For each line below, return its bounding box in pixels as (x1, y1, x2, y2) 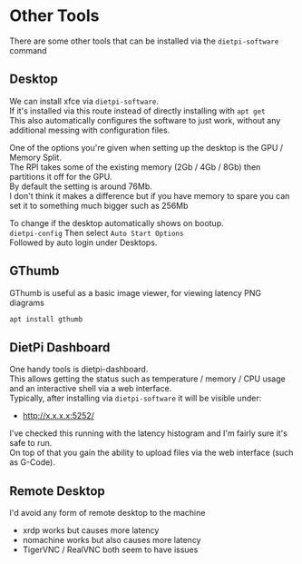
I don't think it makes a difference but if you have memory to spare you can (9, 190, 290, 201)
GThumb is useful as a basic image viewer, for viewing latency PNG (9, 287, 261, 298)
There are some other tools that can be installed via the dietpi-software (9, 35, 279, 46)
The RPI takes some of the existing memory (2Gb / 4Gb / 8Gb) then (9, 161, 261, 173)
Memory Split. (9, 152, 62, 163)
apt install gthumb (9, 314, 83, 323)
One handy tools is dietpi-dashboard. (9, 364, 149, 375)
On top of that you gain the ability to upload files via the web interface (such (9, 447, 294, 459)
